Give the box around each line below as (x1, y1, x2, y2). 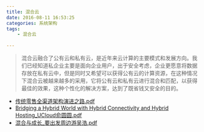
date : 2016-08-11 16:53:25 (6, 15, 75, 21)
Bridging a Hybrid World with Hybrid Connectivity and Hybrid (15, 104, 169, 111)
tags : (6, 25, 20, 32)
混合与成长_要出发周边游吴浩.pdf (15, 119, 97, 126)
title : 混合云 (6, 8, 40, 15)
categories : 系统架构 (6, 20, 58, 26)
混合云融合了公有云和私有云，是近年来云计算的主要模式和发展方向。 (21, 54, 192, 61)
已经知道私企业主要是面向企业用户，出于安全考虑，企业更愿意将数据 (26, 62, 198, 69)
